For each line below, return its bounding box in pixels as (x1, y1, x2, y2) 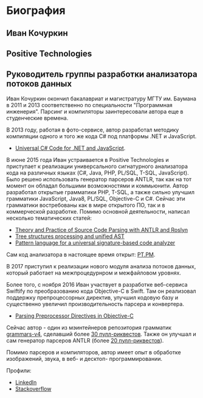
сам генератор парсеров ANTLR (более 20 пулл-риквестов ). (6, 337, 164, 344)
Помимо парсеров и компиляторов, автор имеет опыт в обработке (6, 348, 181, 356)
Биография (6, 4, 66, 18)
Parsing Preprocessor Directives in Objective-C (15, 312, 134, 319)
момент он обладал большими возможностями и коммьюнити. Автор (6, 182, 188, 189)
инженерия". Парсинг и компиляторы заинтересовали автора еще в (6, 108, 184, 115)
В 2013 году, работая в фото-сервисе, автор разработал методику (6, 126, 179, 133)
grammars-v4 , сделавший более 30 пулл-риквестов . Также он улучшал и (6, 330, 196, 338)
